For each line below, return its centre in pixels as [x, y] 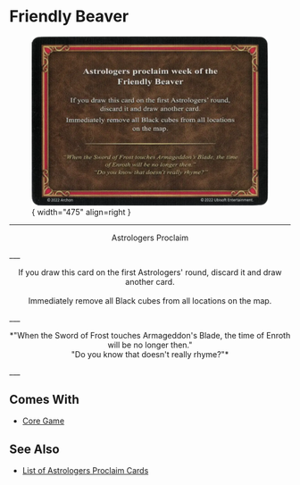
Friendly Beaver [69, 17]
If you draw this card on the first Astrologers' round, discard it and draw [150, 272]
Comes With [45, 400]
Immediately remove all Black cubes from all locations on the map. [150, 300]
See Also [34, 449]
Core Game [43, 421]
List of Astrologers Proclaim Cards [85, 471]
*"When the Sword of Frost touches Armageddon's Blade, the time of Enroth [150, 335]
